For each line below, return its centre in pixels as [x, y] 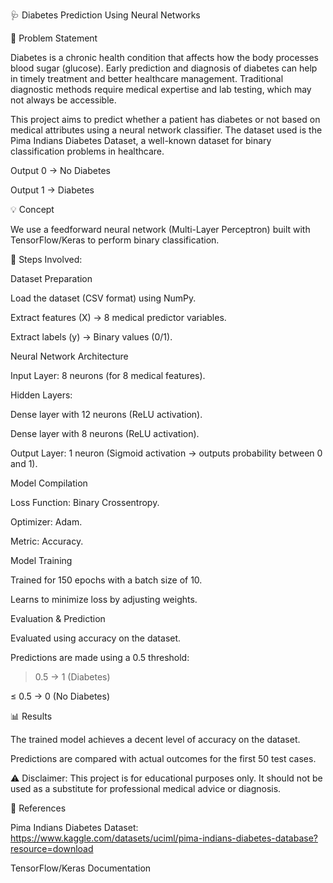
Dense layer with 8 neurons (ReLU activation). [105, 433]
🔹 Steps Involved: [46, 259]
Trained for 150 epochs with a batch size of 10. [106, 580]
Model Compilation [49, 483]
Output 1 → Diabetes [52, 190]
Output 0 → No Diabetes [60, 170]
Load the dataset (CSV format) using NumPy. [103, 298]
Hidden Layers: [41, 395]
